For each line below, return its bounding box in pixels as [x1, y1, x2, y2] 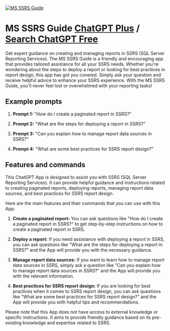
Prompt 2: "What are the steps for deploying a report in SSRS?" [12, 121, 146, 127]
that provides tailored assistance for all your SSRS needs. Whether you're [5, 61, 159, 67]
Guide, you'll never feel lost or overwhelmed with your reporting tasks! [5, 82, 152, 88]
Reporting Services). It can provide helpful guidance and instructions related [5, 179, 165, 186]
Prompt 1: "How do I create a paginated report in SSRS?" [12, 111, 132, 117]
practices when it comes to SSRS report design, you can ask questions [12, 288, 161, 294]
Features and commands [5, 161, 85, 169]
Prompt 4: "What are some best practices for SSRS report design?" [12, 145, 154, 152]
